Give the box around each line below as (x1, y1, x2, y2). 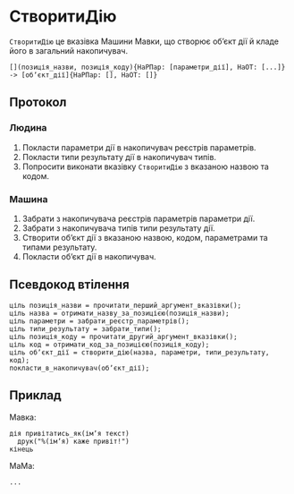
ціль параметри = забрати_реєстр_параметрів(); (9, 316, 190, 326)
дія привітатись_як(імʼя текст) (9, 429, 130, 438)
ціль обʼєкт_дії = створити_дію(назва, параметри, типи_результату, (9, 347, 270, 357)
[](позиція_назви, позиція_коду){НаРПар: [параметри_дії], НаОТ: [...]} (9, 63, 286, 72)
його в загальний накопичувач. (9, 45, 128, 55)
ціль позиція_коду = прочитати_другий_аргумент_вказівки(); (9, 332, 239, 341)
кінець (9, 445, 34, 454)
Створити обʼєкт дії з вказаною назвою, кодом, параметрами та (21, 232, 268, 243)
